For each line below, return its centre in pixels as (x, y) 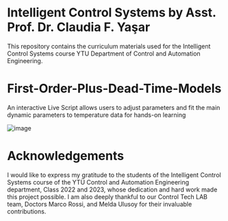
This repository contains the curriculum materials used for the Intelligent (109, 46)
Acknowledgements (66, 156)
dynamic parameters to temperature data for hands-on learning (97, 115)
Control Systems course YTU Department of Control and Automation (104, 54)
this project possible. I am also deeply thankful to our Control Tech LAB (107, 196)
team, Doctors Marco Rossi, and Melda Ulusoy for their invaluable (100, 204)
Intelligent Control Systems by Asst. (112, 13)
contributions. (27, 211)
